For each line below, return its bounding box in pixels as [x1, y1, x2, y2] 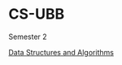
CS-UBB [8, 5, 65, 24]
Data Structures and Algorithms [8, 47, 114, 57]
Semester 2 [8, 32, 47, 41]
